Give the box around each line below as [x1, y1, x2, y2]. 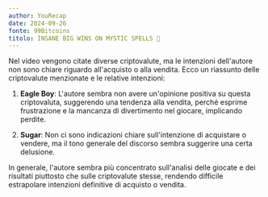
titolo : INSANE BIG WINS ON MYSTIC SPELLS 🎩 [8, 34, 161, 43]
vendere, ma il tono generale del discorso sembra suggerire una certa [19, 138, 253, 149]
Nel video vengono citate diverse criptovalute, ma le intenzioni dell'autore [8, 56, 253, 66]
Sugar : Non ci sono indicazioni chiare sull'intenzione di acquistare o [19, 130, 247, 140]
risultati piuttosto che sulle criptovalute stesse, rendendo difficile [8, 171, 224, 181]
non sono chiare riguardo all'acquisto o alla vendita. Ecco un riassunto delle [8, 65, 260, 75]
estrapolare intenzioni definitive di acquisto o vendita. [8, 180, 186, 190]
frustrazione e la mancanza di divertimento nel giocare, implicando [19, 106, 243, 116]
